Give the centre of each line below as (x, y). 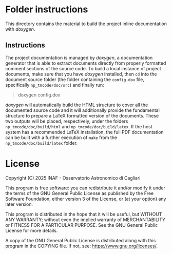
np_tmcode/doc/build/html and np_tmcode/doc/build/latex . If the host (79, 126)
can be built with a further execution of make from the (61, 138)
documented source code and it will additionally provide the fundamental (83, 110)
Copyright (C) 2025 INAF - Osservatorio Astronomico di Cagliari (73, 178)
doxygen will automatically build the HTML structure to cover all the (77, 105)
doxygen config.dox (39, 95)
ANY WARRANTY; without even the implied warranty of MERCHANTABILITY (85, 220)
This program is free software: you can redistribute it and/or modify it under (85, 188)
